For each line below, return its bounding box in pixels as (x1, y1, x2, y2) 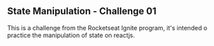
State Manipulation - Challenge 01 (7, 5, 157, 17)
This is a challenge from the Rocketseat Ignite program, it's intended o (7, 23, 208, 32)
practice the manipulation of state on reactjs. (7, 31, 135, 39)
